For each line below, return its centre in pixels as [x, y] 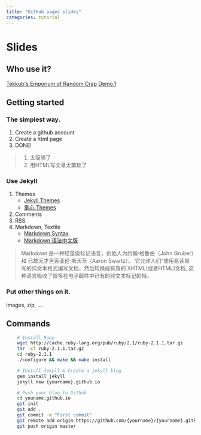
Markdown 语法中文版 [51, 241]
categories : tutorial [33, 17]
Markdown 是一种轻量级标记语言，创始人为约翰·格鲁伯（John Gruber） [107, 253]
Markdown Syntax [46, 233]
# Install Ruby [36, 337]
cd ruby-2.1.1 [34, 355]
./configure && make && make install [64, 360]
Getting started [35, 102]
